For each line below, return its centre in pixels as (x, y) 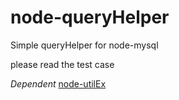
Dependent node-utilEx (58, 83)
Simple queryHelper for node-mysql (84, 45)
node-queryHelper (90, 17)
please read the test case (62, 64)
